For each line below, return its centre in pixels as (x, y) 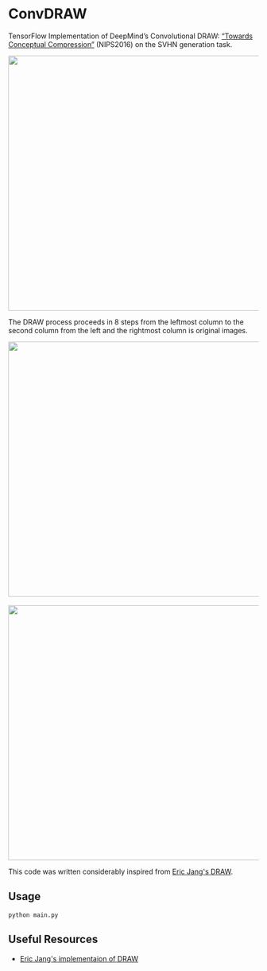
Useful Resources (53, 940)
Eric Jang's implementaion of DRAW (79, 958)
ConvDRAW (48, 14)
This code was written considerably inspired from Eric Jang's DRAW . (120, 871)
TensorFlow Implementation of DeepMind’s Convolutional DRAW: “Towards (130, 36)
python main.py (33, 915)
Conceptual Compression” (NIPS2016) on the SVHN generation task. (120, 44)
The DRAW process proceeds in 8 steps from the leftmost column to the (126, 322)
